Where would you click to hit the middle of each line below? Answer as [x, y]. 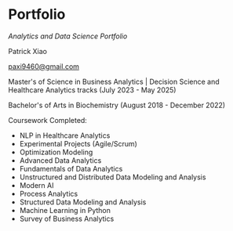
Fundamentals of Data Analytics [71, 168]
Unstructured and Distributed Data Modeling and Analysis [113, 177]
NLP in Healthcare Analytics [65, 135]
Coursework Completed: [48, 120]
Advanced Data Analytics [60, 160]
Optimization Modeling [56, 152]
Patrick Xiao [27, 51]
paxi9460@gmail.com [44, 66]
